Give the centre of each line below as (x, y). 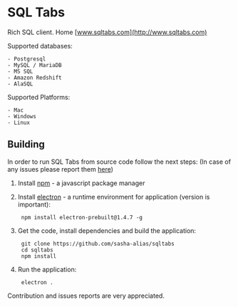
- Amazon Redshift (35, 78)
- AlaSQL (20, 84)
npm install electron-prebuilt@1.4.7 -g (82, 217)
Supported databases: (40, 46)
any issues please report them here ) (61, 169)
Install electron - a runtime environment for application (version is (114, 197)
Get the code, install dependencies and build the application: (107, 230)
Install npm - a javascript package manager (81, 183)
